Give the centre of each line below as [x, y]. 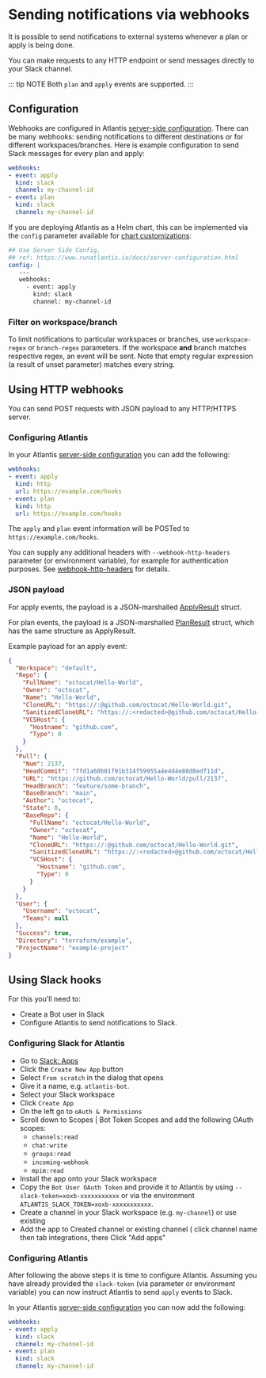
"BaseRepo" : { [46, 815]
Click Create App [47, 1102]
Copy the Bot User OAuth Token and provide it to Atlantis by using [126, 1187]
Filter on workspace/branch [63, 322]
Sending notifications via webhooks [129, 15]
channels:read [55, 1137]
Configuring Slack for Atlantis [66, 1044]
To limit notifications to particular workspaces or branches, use [111, 339]
